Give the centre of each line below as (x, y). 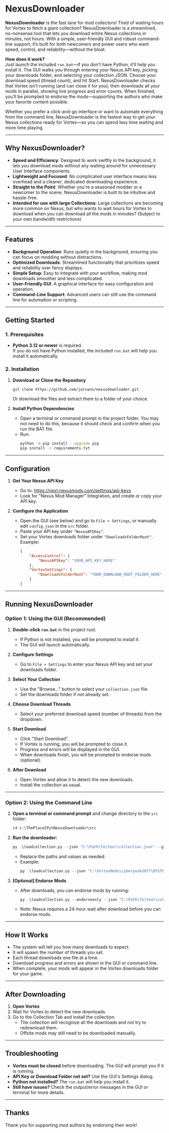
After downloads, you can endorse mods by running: (74, 890)
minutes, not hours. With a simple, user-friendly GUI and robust (71, 39)
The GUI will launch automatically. (55, 644)
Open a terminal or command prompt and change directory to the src (85, 813)
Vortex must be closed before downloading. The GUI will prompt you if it (88, 1066)
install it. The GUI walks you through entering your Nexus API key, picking (81, 70)
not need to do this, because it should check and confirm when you (90, 424)
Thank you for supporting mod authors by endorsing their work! (71, 1125)
